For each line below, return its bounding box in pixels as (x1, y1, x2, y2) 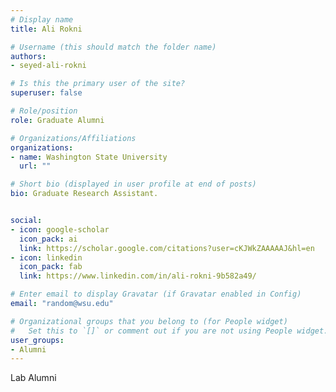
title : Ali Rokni (10, 24, 83, 34)
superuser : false (10, 88, 83, 98)
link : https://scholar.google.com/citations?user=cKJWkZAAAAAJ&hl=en (19, 243, 315, 253)
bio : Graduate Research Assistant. (10, 189, 159, 199)
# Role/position (10, 106, 78, 116)
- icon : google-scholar (10, 224, 110, 235)
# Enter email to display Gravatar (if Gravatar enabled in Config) (10, 289, 302, 300)
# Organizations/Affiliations (10, 133, 137, 143)
